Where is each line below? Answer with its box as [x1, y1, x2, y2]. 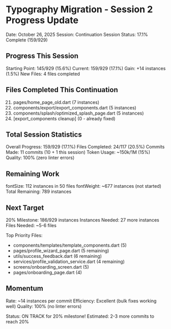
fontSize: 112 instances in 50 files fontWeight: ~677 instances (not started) [6, 183, 162, 189]
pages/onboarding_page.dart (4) [13, 270, 82, 275]
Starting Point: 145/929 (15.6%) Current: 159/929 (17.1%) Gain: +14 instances [6, 65, 166, 71]
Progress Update [6, 14, 78, 26]
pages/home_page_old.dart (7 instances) [13, 99, 100, 105]
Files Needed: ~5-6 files [6, 223, 56, 228]
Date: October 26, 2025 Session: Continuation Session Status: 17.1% [6, 31, 148, 37]
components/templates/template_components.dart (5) [13, 242, 127, 248]
